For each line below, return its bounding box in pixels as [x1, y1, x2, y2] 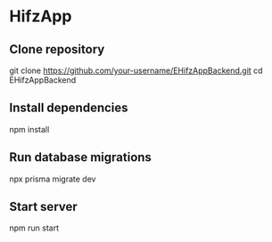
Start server [9, 199, 78, 214]
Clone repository [9, 42, 105, 57]
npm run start [9, 222, 60, 233]
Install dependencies [9, 101, 128, 116]
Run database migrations [9, 149, 152, 165]
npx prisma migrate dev [9, 173, 96, 184]
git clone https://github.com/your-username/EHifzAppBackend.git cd [9, 65, 263, 76]
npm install [9, 124, 50, 134]
